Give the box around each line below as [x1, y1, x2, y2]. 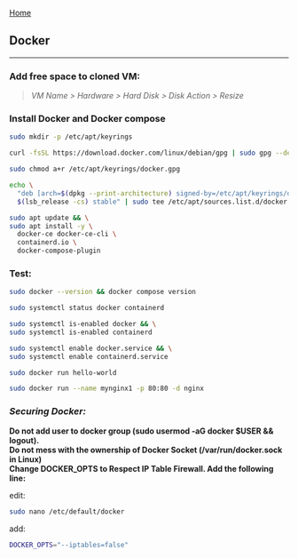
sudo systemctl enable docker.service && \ [9, 344, 173, 353]
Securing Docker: [9, 405, 87, 418]
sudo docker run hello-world [9, 368, 117, 377]
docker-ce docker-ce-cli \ [17, 230, 117, 239]
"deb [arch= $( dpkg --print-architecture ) [17, 188, 173, 198]
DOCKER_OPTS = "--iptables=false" [9, 540, 129, 549]
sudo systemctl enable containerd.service [9, 352, 169, 361]
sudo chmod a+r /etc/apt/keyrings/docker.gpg [9, 164, 180, 174]
